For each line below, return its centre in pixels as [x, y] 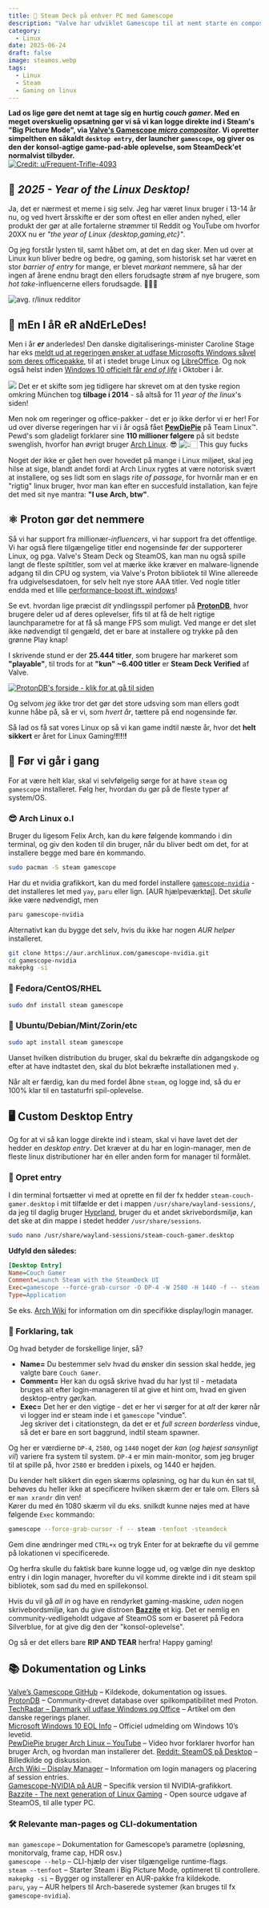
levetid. [20, 1734]
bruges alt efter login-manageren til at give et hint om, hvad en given [133, 1390]
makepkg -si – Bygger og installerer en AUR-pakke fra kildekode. [115, 1878]
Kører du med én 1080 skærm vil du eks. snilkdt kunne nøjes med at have [129, 1506]
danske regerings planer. [49, 1717]
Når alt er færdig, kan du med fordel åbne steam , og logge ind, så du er [125, 1082]
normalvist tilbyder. [42, 156]
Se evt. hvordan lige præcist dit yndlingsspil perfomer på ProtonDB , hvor [128, 606]
